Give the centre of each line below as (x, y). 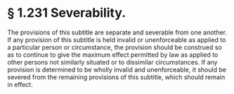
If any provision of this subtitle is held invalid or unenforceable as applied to (117, 39)
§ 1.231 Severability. (67, 13)
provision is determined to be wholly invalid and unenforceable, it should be (117, 69)
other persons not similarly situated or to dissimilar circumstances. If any (112, 62)
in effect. (20, 84)
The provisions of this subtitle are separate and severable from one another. (117, 32)
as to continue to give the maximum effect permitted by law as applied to (113, 55)
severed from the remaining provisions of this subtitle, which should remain (116, 77)
